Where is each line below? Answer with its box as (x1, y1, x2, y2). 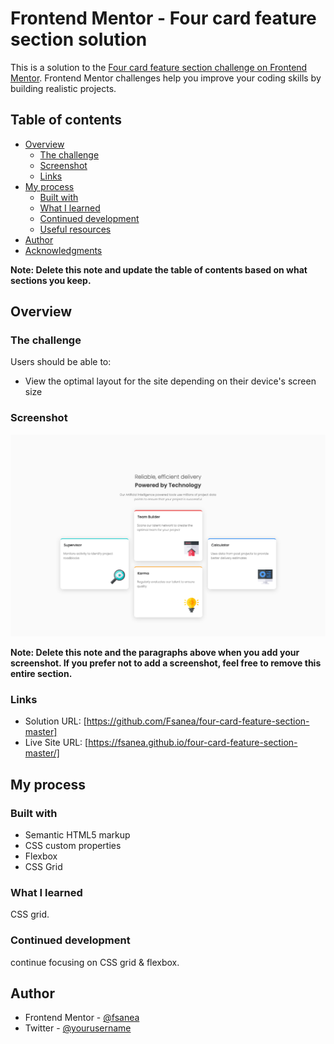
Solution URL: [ (24, 715, 87, 727)
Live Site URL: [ (24, 737, 89, 749)
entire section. (10, 668, 73, 680)
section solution (10, 28, 148, 51)
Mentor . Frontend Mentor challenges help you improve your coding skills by (10, 72, 322, 84)
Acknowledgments (24, 244, 103, 256)
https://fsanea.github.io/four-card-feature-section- (88, 737, 298, 749)
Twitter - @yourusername (24, 1022, 132, 1034)
